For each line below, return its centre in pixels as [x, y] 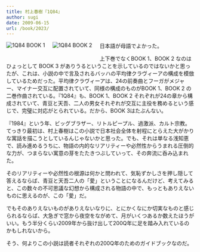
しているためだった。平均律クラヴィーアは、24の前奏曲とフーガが [88, 81]
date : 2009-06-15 [28, 23]
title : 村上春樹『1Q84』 [34, 12]
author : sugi [22, 17]
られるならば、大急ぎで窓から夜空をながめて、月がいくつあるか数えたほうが [100, 216]
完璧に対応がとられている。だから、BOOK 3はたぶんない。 [94, 111]
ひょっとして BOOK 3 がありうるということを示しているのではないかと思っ [99, 66]
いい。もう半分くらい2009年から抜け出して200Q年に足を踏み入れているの [98, 223]
